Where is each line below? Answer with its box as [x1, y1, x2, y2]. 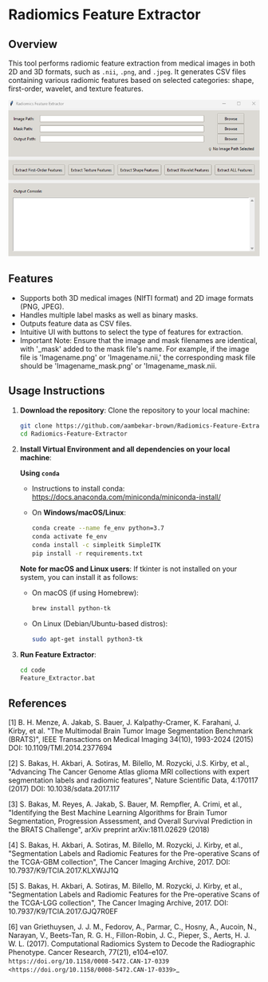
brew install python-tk [31, 604, 112, 612]
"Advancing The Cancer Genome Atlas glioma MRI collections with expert [8, 767, 250, 777]
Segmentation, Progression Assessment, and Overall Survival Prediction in [8, 816, 253, 826]
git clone [19, 421, 53, 430]
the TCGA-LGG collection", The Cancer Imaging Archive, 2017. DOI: [8, 898, 229, 908]
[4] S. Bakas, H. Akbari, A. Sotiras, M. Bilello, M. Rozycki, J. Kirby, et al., [8, 840, 243, 850]
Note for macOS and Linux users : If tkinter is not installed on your [19, 564, 238, 574]
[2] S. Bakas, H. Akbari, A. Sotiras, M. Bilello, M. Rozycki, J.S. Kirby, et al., [8, 759, 250, 768]
